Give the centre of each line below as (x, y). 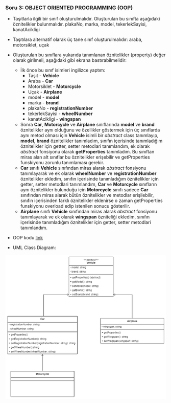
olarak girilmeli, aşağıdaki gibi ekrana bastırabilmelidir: (69, 60)
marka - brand (43, 103)
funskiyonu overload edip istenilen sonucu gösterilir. (75, 206)
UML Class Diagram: (34, 248)
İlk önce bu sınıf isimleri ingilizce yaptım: (63, 70)
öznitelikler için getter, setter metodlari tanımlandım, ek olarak (85, 146)
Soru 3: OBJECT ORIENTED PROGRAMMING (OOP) (69, 8)
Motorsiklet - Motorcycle (54, 86)
